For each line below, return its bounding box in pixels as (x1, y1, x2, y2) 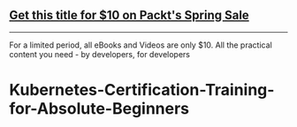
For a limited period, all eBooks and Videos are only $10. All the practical (9, 40, 272, 50)
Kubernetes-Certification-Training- (9, 80, 275, 100)
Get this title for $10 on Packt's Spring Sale (9, 8, 249, 23)
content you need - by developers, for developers (9, 49, 190, 59)
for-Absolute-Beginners (9, 99, 190, 118)
